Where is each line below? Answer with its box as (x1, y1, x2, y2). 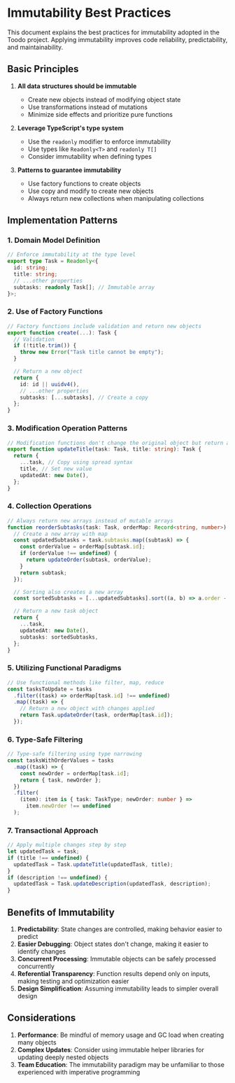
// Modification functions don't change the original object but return (7, 439, 224, 446)
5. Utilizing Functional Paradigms (7, 663, 122, 673)
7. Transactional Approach (7, 826, 99, 835)
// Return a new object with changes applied (20, 705, 155, 712)
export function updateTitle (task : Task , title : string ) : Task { (7, 446, 201, 453)
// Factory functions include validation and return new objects (7, 323, 201, 330)
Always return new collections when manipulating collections (27, 194, 204, 202)
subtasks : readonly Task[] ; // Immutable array (13, 283, 155, 291)
